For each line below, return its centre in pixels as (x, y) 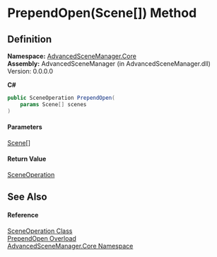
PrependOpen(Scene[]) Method (102, 13)
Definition (29, 39)
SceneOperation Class (40, 231)
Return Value (27, 159)
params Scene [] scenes (53, 104)
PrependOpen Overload (42, 238)
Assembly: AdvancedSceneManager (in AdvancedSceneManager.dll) (109, 64)
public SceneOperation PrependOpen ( (61, 98)
